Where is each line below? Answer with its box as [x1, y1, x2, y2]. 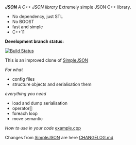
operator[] [12, 106, 33, 111]
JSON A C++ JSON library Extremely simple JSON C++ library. [5, 4, 131, 10]
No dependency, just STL [12, 14, 63, 19]
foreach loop [12, 110, 38, 116]
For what [5, 67, 23, 72]
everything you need [5, 91, 47, 96]
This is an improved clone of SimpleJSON [5, 57, 88, 63]
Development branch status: [5, 38, 64, 44]
